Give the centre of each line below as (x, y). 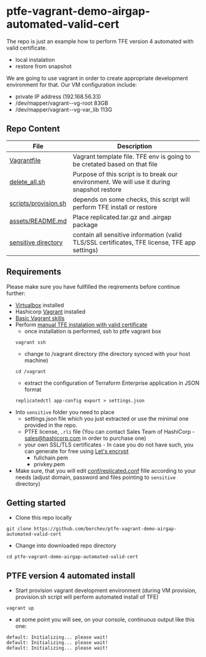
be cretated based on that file (115, 164)
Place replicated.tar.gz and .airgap (122, 217)
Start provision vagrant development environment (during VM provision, (106, 591)
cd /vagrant (30, 371)
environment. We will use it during (121, 182)
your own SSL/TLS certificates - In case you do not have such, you (109, 444)
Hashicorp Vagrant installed (50, 312)
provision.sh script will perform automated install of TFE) (87, 597)
